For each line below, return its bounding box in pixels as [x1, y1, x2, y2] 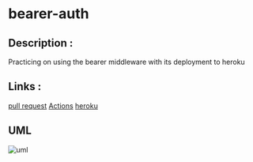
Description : [8, 36, 74, 50]
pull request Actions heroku [8, 100, 99, 111]
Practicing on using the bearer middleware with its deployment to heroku [8, 57, 245, 66]
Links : [8, 80, 42, 93]
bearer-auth [8, 5, 89, 23]
